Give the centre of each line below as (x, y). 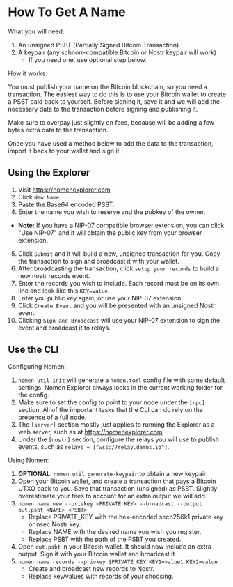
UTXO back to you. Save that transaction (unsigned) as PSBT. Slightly (118, 488)
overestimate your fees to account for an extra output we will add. (112, 496)
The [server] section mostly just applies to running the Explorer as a (116, 424)
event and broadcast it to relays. (64, 328)
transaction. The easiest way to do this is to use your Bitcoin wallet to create (117, 94)
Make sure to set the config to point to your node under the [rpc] (111, 402)
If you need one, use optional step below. (87, 59)
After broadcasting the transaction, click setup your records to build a (119, 268)
